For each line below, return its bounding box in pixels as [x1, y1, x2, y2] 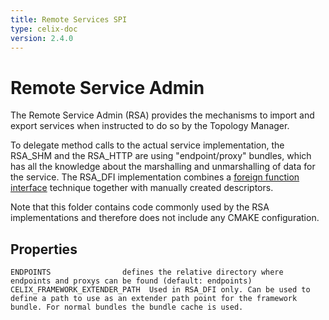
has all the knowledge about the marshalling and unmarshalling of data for [10, 161, 316, 173]
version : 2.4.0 [10, 33, 74, 43]
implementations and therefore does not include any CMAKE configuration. [10, 212, 320, 224]
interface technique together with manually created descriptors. [10, 182, 274, 194]
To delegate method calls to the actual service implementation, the [10, 139, 285, 151]
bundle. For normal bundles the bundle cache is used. [10, 302, 244, 313]
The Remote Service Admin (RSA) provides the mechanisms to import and [10, 109, 315, 121]
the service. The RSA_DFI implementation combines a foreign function [10, 171, 300, 183]
